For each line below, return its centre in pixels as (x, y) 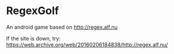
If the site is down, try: (34, 38)
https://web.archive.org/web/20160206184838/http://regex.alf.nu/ (87, 45)
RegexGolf (33, 11)
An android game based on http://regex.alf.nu (62, 27)
